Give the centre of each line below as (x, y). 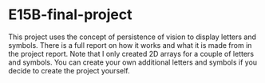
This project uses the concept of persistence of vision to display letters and (132, 37)
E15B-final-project (70, 15)
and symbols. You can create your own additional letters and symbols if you (133, 62)
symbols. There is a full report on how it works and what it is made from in (130, 45)
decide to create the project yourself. (69, 70)
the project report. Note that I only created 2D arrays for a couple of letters (131, 53)
